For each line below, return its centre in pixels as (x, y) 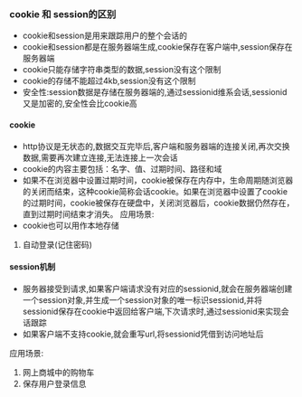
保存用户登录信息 (54, 383)
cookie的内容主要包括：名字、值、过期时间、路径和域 (122, 168)
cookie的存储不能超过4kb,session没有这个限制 (109, 81)
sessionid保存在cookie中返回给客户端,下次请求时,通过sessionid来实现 (152, 311)
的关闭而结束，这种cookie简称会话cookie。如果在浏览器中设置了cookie (155, 191)
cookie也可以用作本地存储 (71, 225)
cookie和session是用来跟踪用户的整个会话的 (105, 36)
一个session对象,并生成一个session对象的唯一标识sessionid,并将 (142, 299)
